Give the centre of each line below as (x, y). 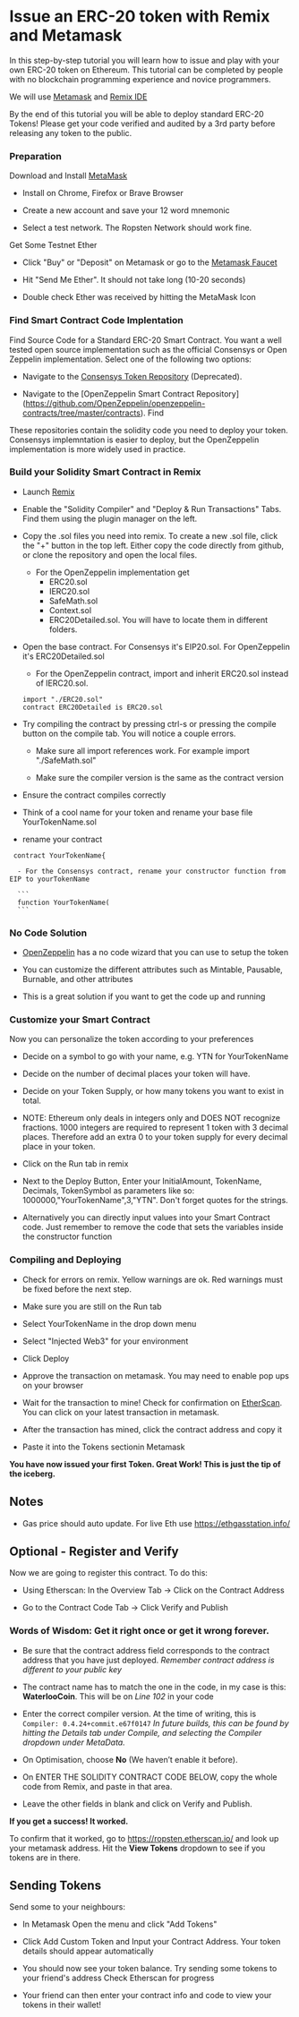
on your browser (52, 1385)
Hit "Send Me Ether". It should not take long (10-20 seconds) (134, 280)
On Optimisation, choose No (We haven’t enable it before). (130, 1759)
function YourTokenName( (64, 902)
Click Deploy (46, 1358)
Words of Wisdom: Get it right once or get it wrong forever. (140, 1631)
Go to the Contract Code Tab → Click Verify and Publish (125, 1608)
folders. (63, 629)
